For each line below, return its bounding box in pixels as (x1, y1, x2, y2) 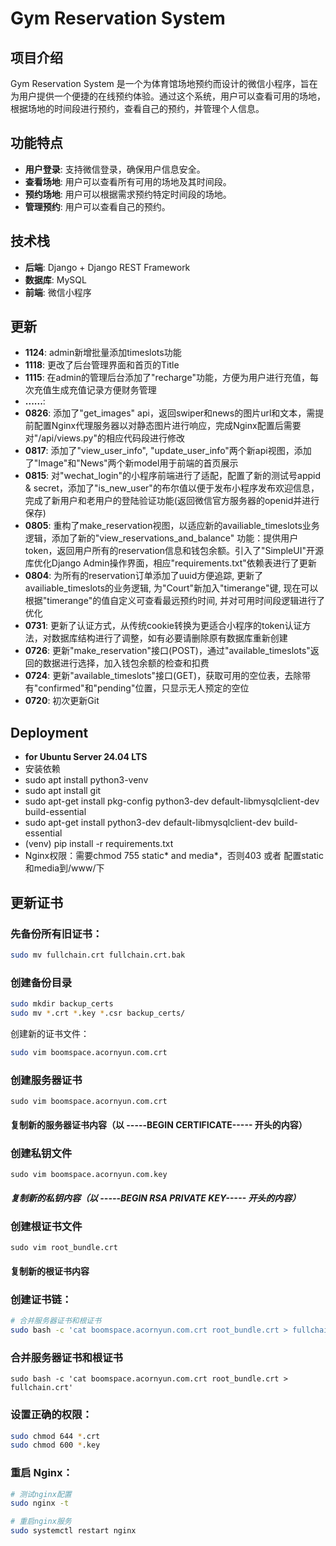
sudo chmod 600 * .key (10, 1440, 101, 1451)
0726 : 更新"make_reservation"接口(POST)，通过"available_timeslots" (24, 645, 311, 657)
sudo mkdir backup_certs (10, 999, 114, 1009)
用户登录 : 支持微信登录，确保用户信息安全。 (24, 163, 206, 175)
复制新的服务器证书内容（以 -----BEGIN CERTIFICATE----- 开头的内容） (10, 1118, 308, 1131)
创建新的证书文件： (10, 1027, 90, 1039)
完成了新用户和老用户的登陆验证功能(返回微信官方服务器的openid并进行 (24, 495, 320, 507)
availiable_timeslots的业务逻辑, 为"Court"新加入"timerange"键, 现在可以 (24, 582, 319, 594)
